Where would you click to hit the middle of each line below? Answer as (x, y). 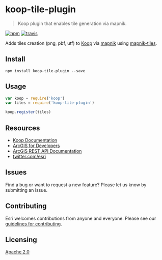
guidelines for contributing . (34, 224)
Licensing (21, 240)
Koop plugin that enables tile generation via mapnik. (72, 23)
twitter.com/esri (29, 156)
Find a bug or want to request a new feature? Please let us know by (76, 185)
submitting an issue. (26, 190)
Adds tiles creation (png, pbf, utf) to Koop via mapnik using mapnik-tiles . (81, 43)
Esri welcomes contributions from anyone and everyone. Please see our (81, 218)
